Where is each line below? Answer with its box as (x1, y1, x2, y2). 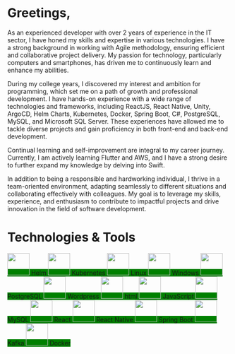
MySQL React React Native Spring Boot (7, 315, 193, 324)
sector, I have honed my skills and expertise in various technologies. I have (7, 35, 225, 44)
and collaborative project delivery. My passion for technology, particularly (7, 51, 222, 59)
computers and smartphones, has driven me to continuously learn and (7, 58, 212, 66)
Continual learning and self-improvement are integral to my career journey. (7, 146, 224, 154)
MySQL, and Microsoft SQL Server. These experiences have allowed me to (7, 117, 224, 125)
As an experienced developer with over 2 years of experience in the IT (7, 28, 212, 37)
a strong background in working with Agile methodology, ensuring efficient (7, 43, 225, 52)
